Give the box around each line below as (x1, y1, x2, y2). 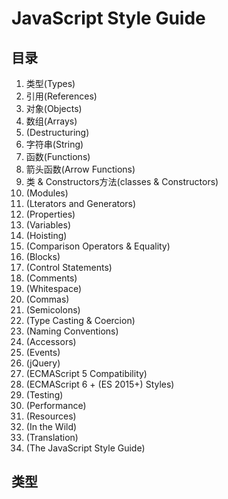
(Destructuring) (25, 127, 90, 138)
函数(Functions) (25, 151, 91, 162)
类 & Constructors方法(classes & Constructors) (25, 176, 219, 187)
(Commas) (25, 293, 70, 305)
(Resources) (25, 410, 77, 422)
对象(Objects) (25, 103, 83, 114)
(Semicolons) (25, 304, 81, 316)
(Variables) (25, 219, 71, 231)
